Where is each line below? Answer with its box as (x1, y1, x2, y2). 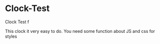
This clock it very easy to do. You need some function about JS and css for (5, 28, 155, 34)
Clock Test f (5, 19, 29, 25)
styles (5, 33, 17, 39)
